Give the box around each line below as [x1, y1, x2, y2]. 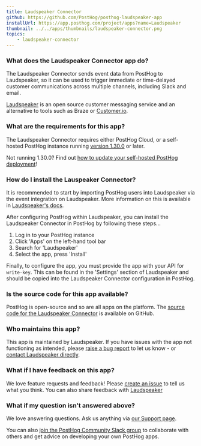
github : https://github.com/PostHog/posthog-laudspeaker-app [6, 14, 163, 20]
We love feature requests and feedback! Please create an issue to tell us [6, 379, 185, 387]
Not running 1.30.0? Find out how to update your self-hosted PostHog [6, 154, 178, 161]
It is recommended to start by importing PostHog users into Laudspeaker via [6, 188, 195, 196]
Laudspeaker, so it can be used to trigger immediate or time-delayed [6, 76, 176, 84]
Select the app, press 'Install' [14, 250, 87, 258]
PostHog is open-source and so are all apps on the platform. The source [6, 304, 185, 311]
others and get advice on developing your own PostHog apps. [6, 433, 160, 440]
